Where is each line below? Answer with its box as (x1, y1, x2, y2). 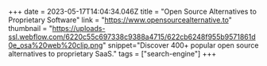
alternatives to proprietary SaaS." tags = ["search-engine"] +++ (8, 49, 217, 58)
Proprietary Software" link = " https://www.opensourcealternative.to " (8, 15, 233, 25)
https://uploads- (52, 24, 106, 33)
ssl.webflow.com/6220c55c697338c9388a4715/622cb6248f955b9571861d (8, 32, 256, 41)
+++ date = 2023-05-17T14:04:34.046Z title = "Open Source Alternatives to (8, 7, 257, 16)
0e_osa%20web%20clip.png (8, 41, 103, 50)
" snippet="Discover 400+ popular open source (103, 41, 259, 50)
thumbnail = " (8, 24, 53, 33)
